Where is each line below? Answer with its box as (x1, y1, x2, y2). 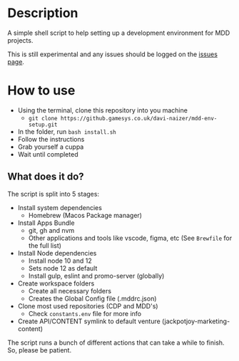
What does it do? (7, 171, 84, 183)
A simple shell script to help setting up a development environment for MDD (7, 28, 230, 37)
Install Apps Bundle (17, 219, 75, 227)
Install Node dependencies (17, 248, 97, 257)
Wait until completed (17, 150, 78, 158)
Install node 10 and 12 (28, 256, 92, 265)
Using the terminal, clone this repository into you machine (17, 105, 188, 115)
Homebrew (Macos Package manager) (28, 211, 143, 219)
